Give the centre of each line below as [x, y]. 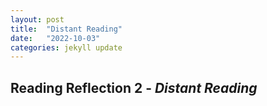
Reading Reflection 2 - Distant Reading [134, 87]
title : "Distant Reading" [66, 29]
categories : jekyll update [66, 47]
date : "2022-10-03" [55, 38]
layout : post [37, 19]
